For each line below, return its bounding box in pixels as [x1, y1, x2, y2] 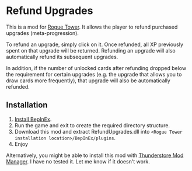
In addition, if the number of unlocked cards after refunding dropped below [6, 64, 187, 71]
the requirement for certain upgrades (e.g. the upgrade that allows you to [6, 71, 182, 78]
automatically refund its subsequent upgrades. [6, 53, 118, 60]
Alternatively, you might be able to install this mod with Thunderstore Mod [6, 152, 184, 159]
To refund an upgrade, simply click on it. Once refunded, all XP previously [6, 41, 184, 48]
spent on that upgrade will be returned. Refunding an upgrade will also [6, 47, 176, 54]
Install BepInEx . [14, 116, 52, 123]
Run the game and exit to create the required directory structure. [14, 121, 170, 129]
